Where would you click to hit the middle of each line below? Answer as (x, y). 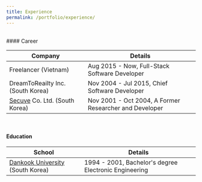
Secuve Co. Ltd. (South (42, 100)
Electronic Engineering (116, 170)
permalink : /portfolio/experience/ (51, 17)
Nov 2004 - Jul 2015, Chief (128, 83)
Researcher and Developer (125, 108)
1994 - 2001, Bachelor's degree (131, 162)
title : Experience (29, 12)
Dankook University (37, 162)
